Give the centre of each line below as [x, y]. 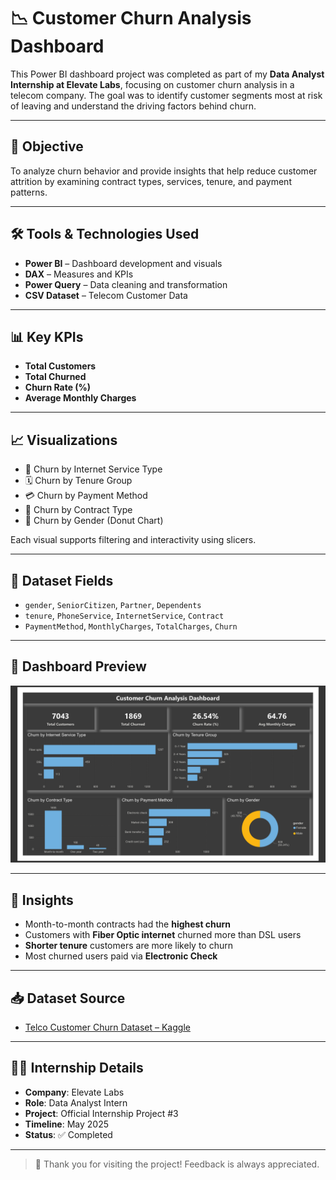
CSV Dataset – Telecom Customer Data [106, 295]
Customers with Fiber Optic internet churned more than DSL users [163, 935]
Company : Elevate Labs [74, 1092]
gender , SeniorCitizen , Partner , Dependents [113, 604]
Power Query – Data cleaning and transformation [126, 284]
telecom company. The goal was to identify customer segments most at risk [166, 95]
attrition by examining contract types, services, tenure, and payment [151, 181]
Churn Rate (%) [58, 387]
